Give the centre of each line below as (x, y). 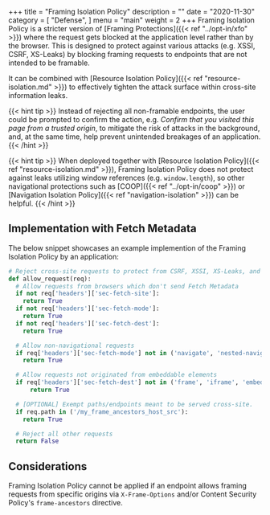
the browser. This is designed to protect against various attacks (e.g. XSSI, (132, 46)
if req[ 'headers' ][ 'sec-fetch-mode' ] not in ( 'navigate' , (115, 353)
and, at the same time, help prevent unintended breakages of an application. (135, 137)
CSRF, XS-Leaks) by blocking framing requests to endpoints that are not (128, 54)
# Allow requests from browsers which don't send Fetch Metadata (127, 286)
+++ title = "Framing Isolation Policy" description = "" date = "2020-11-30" (132, 12)
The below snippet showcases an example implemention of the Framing (127, 247)
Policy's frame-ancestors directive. (65, 503)
